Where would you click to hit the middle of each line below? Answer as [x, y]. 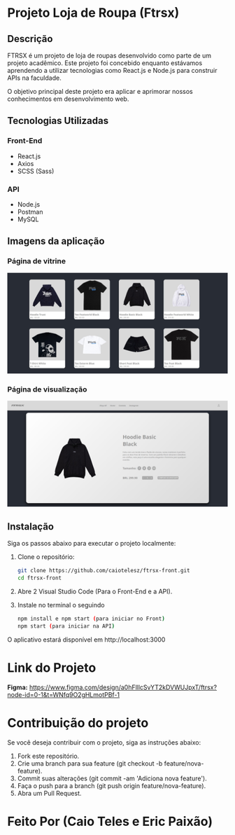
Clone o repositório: [46, 557]
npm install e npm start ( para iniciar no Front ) [91, 619]
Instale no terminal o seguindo [61, 605]
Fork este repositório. [48, 756]
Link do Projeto [52, 668]
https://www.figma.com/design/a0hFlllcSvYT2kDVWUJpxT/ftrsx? [123, 687]
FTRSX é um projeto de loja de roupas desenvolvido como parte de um [109, 55]
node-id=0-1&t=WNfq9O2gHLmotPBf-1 [64, 694]
